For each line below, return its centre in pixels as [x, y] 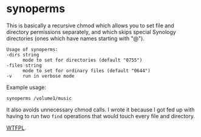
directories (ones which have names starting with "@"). [75, 38]
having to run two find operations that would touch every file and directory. [101, 116]
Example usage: [26, 87]
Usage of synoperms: [32, 49]
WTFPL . [16, 128]
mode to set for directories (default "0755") [82, 60]
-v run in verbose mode [40, 76]
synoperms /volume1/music [39, 98]
